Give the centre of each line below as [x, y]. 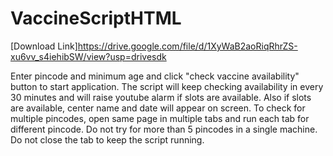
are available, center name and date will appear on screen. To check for [158, 108]
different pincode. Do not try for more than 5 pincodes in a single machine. [164, 129]
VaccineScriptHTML [96, 18]
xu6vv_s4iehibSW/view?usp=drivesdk [88, 56]
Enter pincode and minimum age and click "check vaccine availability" [155, 76]
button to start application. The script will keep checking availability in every [167, 86]
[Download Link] [44, 46]
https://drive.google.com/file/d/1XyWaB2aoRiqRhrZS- [187, 46]
